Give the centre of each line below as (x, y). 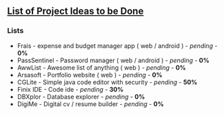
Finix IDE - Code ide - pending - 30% (70, 89)
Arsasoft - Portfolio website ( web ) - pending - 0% (90, 75)
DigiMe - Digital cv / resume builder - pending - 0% (90, 104)
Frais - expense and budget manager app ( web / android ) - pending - (117, 46)
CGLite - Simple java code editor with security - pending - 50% (107, 82)
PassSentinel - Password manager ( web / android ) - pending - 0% (113, 60)
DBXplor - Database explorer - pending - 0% (81, 97)
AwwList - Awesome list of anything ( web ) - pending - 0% (101, 67)
